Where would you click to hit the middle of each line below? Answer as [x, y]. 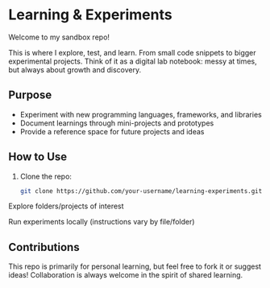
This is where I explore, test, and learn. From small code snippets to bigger [132, 52]
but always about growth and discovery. [75, 69]
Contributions [44, 247]
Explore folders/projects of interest [66, 206]
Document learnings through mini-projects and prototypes [117, 123]
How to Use [38, 157]
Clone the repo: [46, 176]
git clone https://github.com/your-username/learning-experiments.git [141, 191]
